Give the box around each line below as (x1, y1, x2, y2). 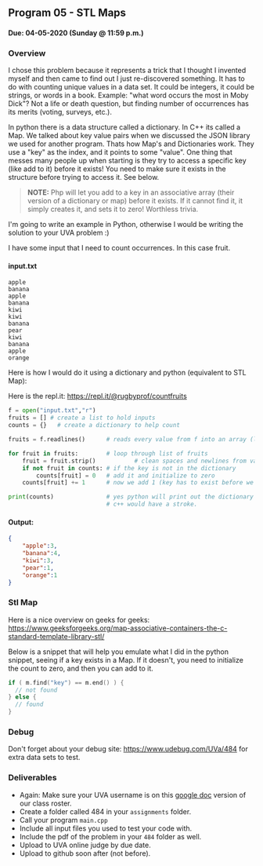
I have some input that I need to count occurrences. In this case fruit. (8, 243, 231, 253)
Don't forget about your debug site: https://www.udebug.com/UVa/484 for (8, 744, 249, 754)
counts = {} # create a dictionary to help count (8, 422, 180, 429)
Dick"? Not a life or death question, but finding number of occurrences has (8, 99, 249, 108)
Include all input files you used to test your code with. (19, 824, 193, 833)
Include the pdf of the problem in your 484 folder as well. (19, 831, 202, 841)
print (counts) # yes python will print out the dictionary (8, 493, 254, 501)
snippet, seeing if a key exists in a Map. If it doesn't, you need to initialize (8, 655, 244, 664)
